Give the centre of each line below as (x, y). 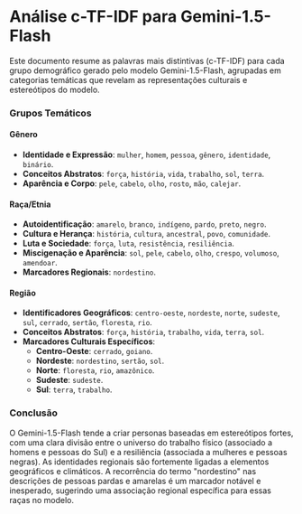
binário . (38, 164)
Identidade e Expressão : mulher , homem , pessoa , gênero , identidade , (146, 154)
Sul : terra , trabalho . (74, 389)
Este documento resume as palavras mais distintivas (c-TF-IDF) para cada (147, 61)
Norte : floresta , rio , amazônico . (95, 370)
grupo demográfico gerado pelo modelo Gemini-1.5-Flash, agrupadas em (145, 70)
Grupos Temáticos (50, 113)
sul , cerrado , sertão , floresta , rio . (87, 322)
